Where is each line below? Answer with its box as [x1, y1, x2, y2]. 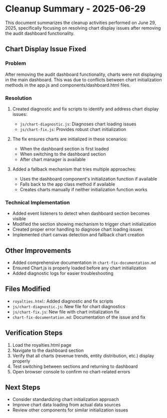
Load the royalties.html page [12, 342, 71, 348]
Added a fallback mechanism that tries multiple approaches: [12, 166, 136, 172]
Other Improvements [5, 246, 71, 255]
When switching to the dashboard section [19, 151, 106, 157]
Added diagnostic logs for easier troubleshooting [12, 270, 113, 276]
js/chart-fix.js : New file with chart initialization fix [12, 309, 119, 315]
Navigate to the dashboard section [12, 347, 84, 353]
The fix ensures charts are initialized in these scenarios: [12, 136, 127, 142]
